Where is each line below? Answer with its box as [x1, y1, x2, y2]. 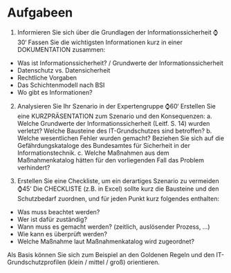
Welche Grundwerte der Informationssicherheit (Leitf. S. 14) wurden [17, 119, 210, 127]
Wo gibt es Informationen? [17, 88, 93, 96]
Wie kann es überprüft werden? [17, 229, 108, 238]
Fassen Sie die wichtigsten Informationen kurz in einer [28, 38, 183, 46]
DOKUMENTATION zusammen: [17, 45, 106, 53]
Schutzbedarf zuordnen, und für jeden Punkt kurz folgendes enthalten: [17, 194, 220, 203]
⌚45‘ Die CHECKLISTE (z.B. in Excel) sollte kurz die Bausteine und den [17, 185, 219, 193]
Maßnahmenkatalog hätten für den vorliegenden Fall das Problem [17, 156, 204, 164]
